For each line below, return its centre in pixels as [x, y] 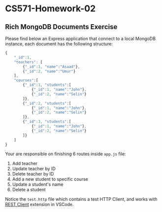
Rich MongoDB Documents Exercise [61, 27]
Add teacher [25, 164]
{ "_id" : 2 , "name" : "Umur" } [49, 71]
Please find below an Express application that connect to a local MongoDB [81, 38]
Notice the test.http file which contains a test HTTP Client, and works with [81, 199]
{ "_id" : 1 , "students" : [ [47, 85]
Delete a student [29, 190]
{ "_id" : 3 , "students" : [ [47, 122]
